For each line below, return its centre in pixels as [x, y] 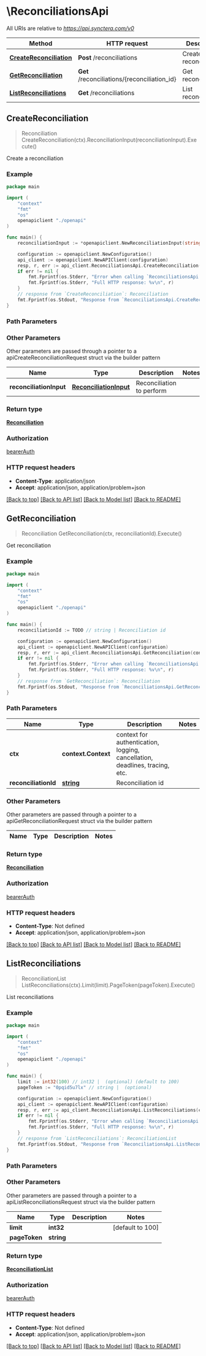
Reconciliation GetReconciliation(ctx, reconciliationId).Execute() [101, 533]
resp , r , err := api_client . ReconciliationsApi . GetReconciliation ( [105, 653]
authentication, [138, 742]
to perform [151, 391]
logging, [128, 749]
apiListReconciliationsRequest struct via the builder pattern [81, 1202]
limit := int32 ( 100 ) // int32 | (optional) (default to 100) [98, 1082]
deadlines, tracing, [143, 765]
